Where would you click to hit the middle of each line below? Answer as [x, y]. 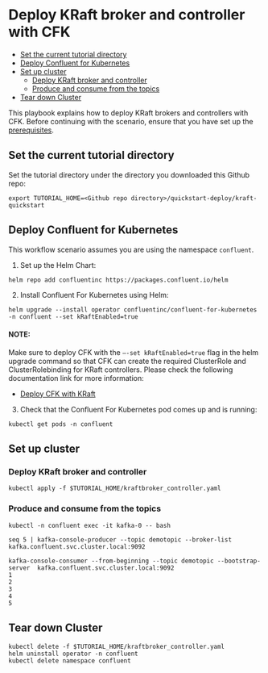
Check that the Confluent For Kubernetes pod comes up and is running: [138, 409]
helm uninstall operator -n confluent [73, 654]
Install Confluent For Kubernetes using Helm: [94, 295]
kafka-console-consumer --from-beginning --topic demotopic [111, 561]
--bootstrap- [239, 561]
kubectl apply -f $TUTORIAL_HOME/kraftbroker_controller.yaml [115, 489]
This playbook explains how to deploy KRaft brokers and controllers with [128, 113]
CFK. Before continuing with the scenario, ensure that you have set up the [131, 121]
